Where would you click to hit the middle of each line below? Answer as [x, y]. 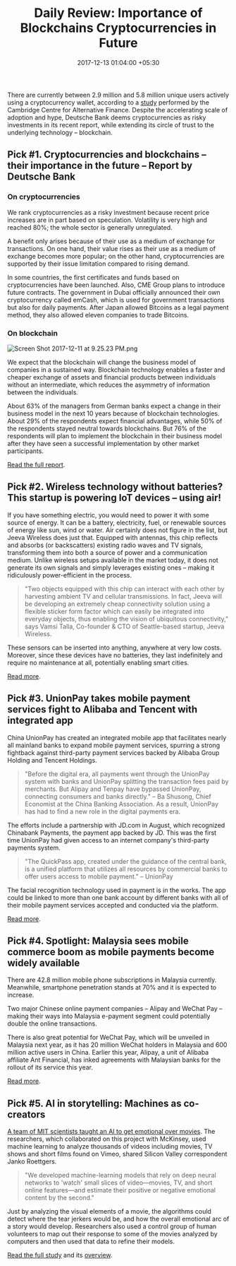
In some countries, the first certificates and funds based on [93, 277]
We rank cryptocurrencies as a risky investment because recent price [108, 212]
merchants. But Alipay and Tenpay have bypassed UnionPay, [113, 789]
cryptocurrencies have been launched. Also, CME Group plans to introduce [116, 285]
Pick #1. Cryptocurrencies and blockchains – [107, 154]
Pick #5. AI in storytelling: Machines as [94, 1103]
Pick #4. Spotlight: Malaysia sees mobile [98, 940]
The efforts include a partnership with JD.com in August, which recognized [116, 825]
